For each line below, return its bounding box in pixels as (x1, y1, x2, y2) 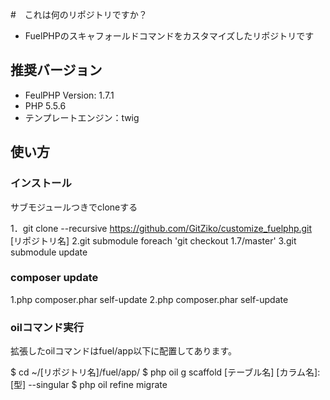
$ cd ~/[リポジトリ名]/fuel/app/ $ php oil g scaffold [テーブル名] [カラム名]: (10, 366, 321, 378)
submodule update (10, 246, 88, 258)
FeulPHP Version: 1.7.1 (24, 89, 115, 101)
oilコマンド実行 (10, 320, 85, 334)
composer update (10, 271, 99, 285)
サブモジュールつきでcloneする (10, 201, 138, 213)
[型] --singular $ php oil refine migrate (10, 379, 168, 391)
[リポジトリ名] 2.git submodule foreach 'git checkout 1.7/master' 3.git (10, 234, 297, 247)
